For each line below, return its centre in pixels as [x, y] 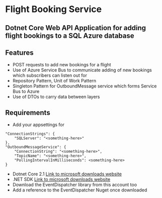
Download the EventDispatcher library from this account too [75, 185]
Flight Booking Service [54, 9]
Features [19, 53]
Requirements [28, 112]
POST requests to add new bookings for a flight [62, 65]
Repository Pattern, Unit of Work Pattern [54, 81]
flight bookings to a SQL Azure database [70, 35]
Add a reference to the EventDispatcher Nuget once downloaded [80, 190]
